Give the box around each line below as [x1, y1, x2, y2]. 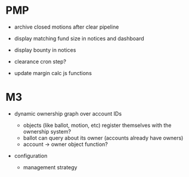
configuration [14, 152, 48, 159]
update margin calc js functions [14, 69, 92, 76]
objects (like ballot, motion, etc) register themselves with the [23, 122, 172, 129]
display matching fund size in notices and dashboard [14, 35, 144, 42]
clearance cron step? [14, 58, 67, 65]
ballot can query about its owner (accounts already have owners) [23, 134, 184, 141]
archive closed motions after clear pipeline [14, 23, 119, 30]
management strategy [23, 163, 78, 170]
